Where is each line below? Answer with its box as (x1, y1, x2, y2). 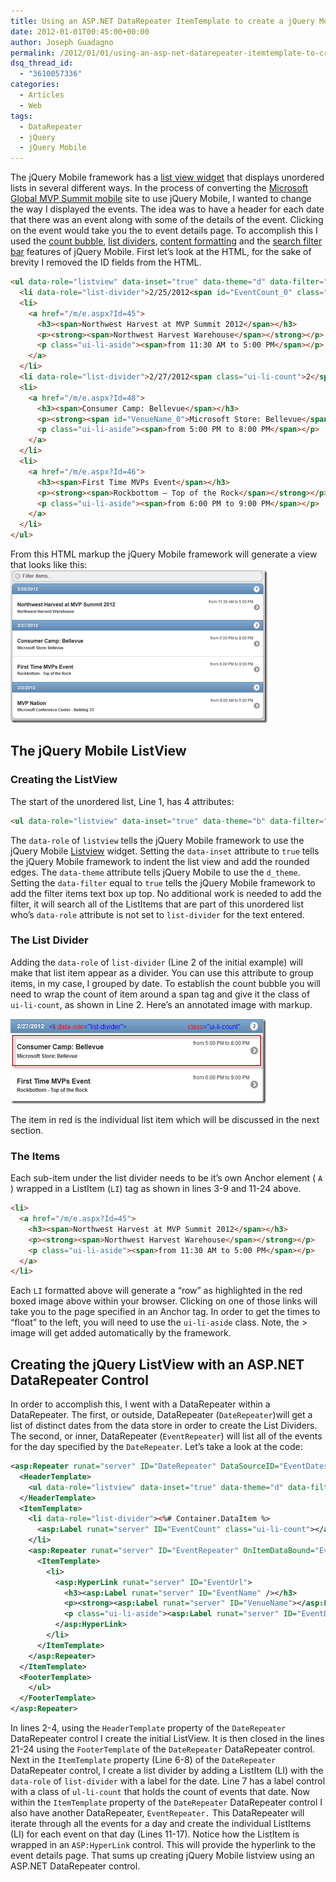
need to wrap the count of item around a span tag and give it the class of (10, 988, 311, 1000)
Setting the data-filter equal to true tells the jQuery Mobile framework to (10, 876, 316, 889)
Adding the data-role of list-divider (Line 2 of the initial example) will (10, 956, 303, 968)
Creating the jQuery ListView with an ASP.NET (10, 1356, 305, 1373)
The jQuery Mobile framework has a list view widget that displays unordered (10, 171, 325, 184)
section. (10, 1124, 44, 1136)
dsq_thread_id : (10, 58, 74, 69)
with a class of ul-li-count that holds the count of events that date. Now (10, 1786, 310, 1798)
